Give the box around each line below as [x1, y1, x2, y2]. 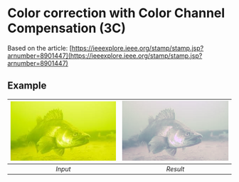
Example [7, 80, 47, 92]
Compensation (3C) [7, 20, 127, 36]
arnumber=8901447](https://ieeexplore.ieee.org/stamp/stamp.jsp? [7, 51, 203, 60]
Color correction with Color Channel [7, 5, 225, 21]
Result [166, 164, 185, 173]
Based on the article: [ [7, 44, 73, 52]
